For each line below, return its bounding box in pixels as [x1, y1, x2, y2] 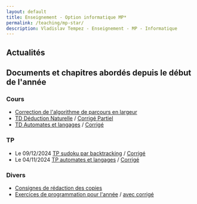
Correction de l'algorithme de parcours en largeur [14, 109, 137, 116]
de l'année [6, 77, 47, 87]
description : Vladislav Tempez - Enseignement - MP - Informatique [6, 25, 178, 32]
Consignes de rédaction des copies [14, 184, 103, 191]
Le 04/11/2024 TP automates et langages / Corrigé [14, 156, 140, 163]
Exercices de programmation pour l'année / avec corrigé [14, 190, 154, 197]
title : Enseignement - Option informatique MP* [6, 14, 127, 20]
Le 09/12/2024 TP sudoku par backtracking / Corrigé [14, 150, 146, 157]
